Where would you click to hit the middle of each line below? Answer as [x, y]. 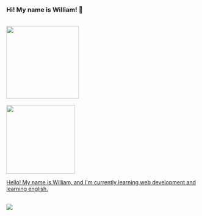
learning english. [27, 189]
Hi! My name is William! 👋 [45, 10]
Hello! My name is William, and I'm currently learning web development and [101, 182]
